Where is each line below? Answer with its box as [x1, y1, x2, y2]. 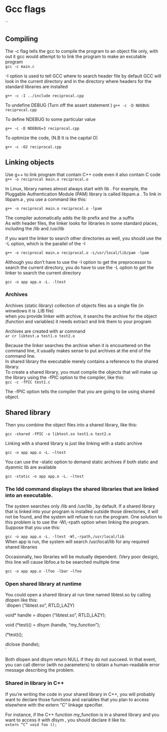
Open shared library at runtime [5, 580, 82, 587]
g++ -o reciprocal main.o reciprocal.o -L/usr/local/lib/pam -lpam [5, 250, 149, 255]
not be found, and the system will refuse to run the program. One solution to [5, 513, 162, 519]
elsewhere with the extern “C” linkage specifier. [5, 702, 104, 708]
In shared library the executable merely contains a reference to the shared [5, 358, 158, 364]
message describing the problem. [5, 667, 75, 673]
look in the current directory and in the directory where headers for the [5, 78, 152, 84]
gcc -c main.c [5, 64, 35, 69]
